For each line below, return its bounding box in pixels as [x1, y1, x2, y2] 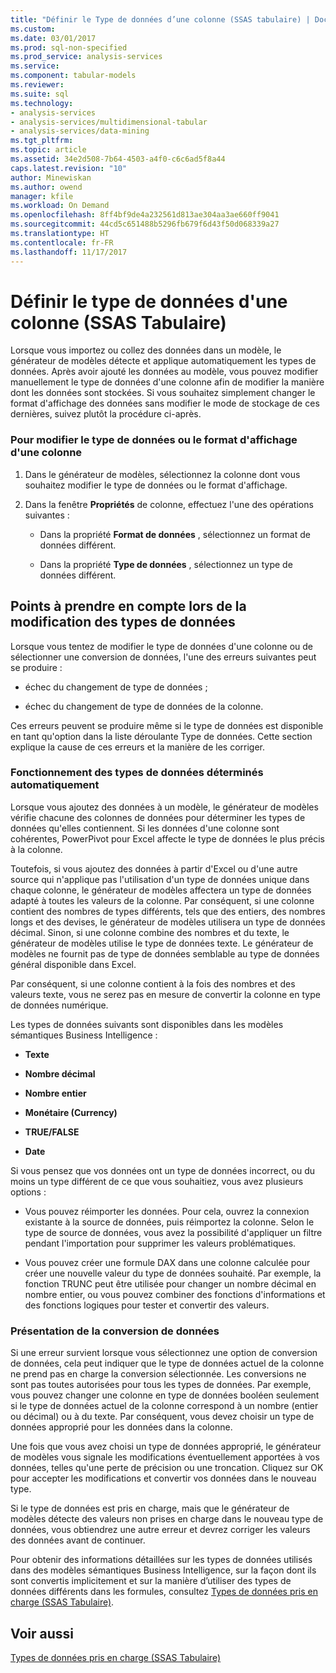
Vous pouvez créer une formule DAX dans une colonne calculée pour [24, 1256, 311, 1268]
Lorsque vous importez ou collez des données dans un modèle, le [10, 344, 282, 356]
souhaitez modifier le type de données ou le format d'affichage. [24, 479, 288, 491]
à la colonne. [10, 843, 63, 855]
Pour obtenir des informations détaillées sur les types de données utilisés [10, 1554, 313, 1566]
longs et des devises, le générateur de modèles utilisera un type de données [10, 916, 326, 928]
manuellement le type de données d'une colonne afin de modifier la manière [10, 376, 325, 388]
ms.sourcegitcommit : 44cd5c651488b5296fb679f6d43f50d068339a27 [10, 219, 280, 230]
